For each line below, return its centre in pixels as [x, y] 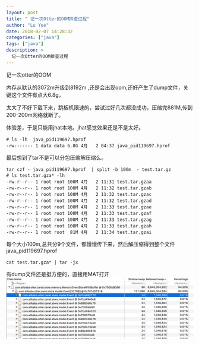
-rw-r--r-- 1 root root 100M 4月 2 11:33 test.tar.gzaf [79, 213]
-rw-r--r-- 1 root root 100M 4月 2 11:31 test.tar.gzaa [79, 182]
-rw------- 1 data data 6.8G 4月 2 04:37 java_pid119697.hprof [88, 145]
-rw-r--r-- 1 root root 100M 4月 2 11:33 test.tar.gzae [79, 207]
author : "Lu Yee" [28, 25]
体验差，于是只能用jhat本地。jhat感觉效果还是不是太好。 [75, 127]
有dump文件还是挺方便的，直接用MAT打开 [58, 274]
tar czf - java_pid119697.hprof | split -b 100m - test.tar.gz [89, 169]
